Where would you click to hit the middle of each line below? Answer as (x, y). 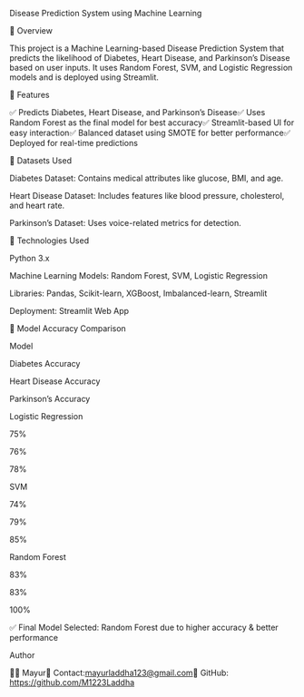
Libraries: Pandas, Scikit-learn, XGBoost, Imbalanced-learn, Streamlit (138, 293)
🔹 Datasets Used (41, 161)
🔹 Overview (31, 30)
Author (22, 655)
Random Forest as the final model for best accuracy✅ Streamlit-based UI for (152, 123)
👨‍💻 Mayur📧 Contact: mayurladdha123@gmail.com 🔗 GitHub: (119, 672)
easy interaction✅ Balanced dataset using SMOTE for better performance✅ (150, 133)
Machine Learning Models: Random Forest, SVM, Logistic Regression (139, 275)
